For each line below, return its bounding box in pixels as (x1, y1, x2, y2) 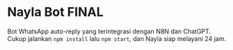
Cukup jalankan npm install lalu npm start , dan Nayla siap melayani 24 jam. (7, 34, 227, 42)
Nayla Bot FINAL (7, 4, 104, 20)
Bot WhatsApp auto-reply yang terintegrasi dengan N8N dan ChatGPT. (7, 27, 211, 35)
